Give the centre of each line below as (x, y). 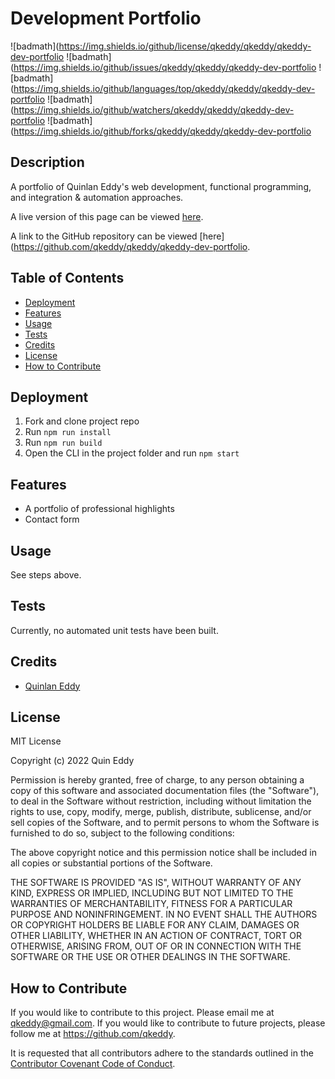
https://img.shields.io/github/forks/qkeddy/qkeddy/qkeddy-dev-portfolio (162, 131)
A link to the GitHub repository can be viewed (104, 236)
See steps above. (46, 575)
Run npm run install (68, 432)
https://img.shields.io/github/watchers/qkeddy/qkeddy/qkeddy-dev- (154, 109)
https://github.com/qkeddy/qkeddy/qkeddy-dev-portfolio (130, 246)
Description (47, 162)
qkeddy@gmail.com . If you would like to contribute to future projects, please (168, 1023)
